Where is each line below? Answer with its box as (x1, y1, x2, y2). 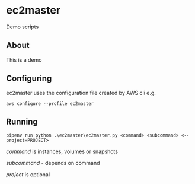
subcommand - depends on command (6, 160, 100, 167)
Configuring (6, 74, 52, 84)
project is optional (6, 171, 50, 178)
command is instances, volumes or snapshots (6, 148, 119, 155)
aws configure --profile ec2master (6, 100, 94, 107)
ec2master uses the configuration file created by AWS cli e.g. (6, 89, 156, 96)
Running (6, 116, 39, 126)
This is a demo (6, 56, 42, 63)
